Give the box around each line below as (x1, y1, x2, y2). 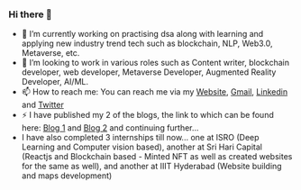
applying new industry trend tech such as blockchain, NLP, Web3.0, (21, 38, 273, 49)
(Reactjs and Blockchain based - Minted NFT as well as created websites (21, 151, 293, 162)
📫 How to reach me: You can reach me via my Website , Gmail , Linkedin (21, 86, 288, 97)
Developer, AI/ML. (21, 77, 89, 87)
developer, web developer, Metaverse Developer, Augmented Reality (21, 67, 277, 77)
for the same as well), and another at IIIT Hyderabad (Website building (21, 161, 282, 172)
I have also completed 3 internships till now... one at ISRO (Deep (21, 132, 260, 143)
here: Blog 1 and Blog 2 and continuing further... (21, 122, 199, 133)
